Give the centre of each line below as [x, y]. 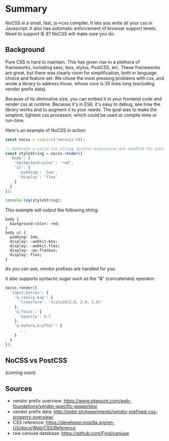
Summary [26, 9]
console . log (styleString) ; [34, 200]
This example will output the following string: [52, 210]
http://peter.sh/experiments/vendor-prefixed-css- [106, 412]
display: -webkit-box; [34, 242]
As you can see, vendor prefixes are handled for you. [61, 269]
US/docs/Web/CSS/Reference [44, 428]
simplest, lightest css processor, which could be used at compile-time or [81, 115]
